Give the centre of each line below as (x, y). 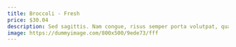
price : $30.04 (28, 20)
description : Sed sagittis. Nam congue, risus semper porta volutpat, (113, 26)
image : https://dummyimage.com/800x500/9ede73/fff (83, 33)
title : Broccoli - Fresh (44, 13)
